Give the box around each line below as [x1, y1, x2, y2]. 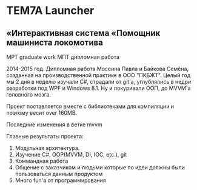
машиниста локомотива [6, 37, 103, 47]
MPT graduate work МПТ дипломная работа [6, 53, 120, 61]
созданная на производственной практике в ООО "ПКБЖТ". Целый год [6, 72, 191, 79]
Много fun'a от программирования [15, 177, 106, 184]
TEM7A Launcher [6, 4, 95, 18]
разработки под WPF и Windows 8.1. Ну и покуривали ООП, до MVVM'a [6, 84, 191, 92]
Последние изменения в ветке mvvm [6, 121, 103, 128]
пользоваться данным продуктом [15, 171, 103, 177]
